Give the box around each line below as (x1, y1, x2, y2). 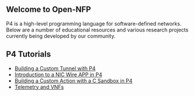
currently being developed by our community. (6, 32, 116, 40)
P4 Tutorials (6, 49, 51, 59)
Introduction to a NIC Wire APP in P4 (14, 71, 103, 78)
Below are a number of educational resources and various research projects (6, 26, 189, 33)
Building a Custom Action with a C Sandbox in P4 (14, 77, 133, 84)
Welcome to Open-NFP (6, 5, 91, 15)
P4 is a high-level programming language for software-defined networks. (6, 20, 182, 27)
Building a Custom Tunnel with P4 (14, 65, 96, 72)
